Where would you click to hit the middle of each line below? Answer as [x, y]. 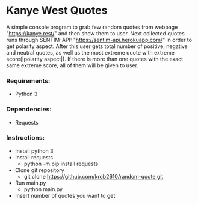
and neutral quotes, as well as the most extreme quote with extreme [90, 52]
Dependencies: [29, 110]
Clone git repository [39, 170]
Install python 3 [34, 151]
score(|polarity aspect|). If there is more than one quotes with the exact [95, 59]
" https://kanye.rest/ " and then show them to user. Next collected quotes [95, 33]
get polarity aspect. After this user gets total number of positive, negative [97, 46]
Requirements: [28, 80]
